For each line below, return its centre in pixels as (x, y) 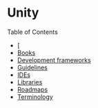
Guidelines (32, 67)
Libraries (30, 82)
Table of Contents (33, 32)
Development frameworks (54, 60)
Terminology (35, 97)
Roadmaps (32, 89)
